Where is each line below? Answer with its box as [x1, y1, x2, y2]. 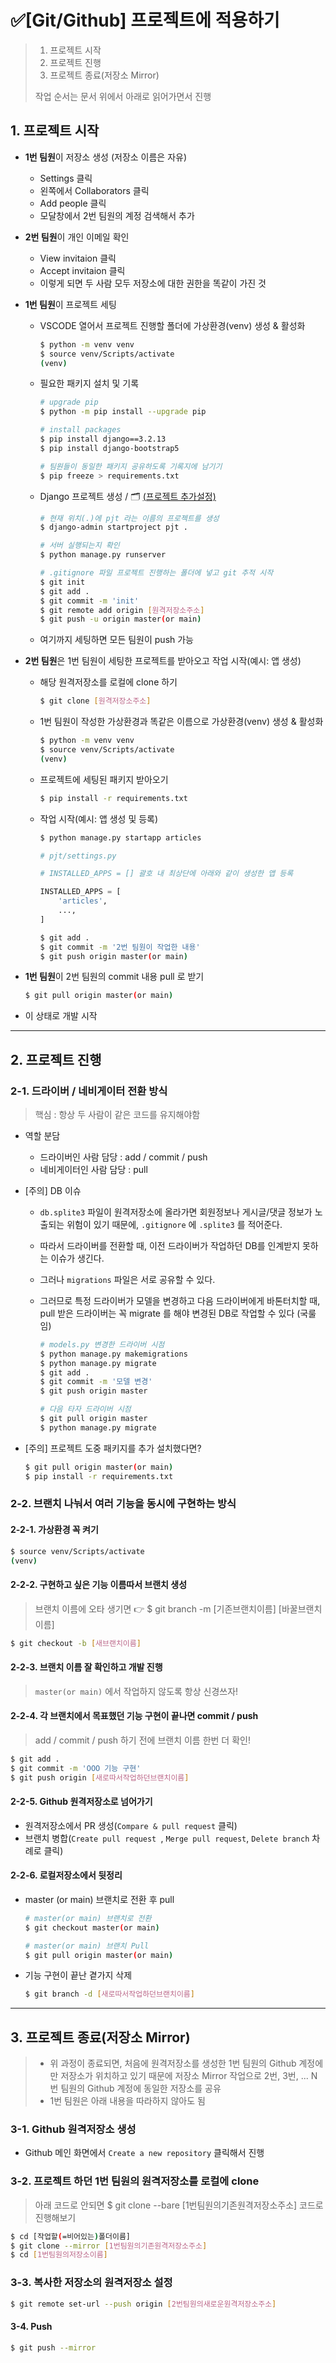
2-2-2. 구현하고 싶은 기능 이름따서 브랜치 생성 [10, 1579, 188, 1591]
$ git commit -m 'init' [39, 596, 140, 606]
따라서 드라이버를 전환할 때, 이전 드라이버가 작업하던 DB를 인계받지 [39, 1239, 301, 1251]
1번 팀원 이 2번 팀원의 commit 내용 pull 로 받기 [24, 971, 205, 983]
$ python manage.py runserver [39, 550, 167, 560]
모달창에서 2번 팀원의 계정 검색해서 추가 [39, 209, 195, 221]
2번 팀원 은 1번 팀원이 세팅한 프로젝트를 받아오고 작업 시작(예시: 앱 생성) [24, 655, 302, 667]
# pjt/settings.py [39, 851, 117, 861]
